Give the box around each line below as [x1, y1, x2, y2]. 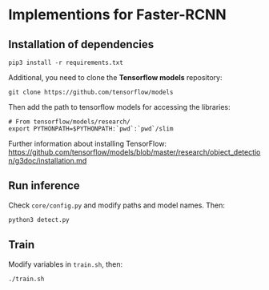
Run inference [8, 179, 80, 193]
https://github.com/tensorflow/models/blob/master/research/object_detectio [8, 147, 261, 157]
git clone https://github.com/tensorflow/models [8, 88, 174, 96]
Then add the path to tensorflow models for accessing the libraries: [8, 103, 231, 111]
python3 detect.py [8, 215, 70, 224]
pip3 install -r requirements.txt [8, 58, 124, 66]
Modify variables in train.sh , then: [8, 259, 122, 269]
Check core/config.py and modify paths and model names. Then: [8, 200, 226, 210]
